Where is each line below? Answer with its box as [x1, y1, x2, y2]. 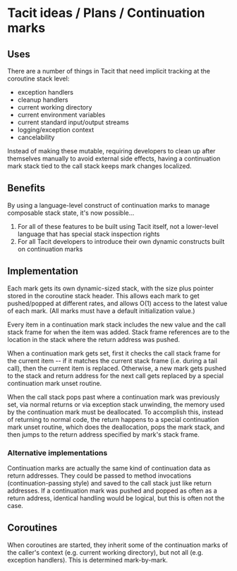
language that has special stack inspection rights [17, 230, 160, 238]
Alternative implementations [7, 447, 108, 457]
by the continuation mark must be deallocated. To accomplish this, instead [7, 408, 224, 416]
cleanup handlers [17, 95, 68, 104]
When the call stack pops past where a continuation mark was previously [7, 392, 220, 401]
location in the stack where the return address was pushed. [7, 335, 181, 343]
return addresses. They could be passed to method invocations [7, 471, 192, 480]
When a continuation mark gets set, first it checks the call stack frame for [7, 348, 221, 358]
